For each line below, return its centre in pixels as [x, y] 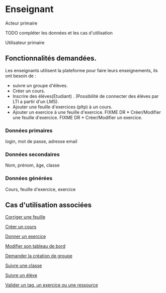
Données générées [29, 178]
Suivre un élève [21, 275]
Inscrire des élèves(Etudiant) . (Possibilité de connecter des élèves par [86, 96]
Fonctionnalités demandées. [51, 58]
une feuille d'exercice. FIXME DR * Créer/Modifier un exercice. [77, 117]
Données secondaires [32, 154]
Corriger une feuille [25, 217]
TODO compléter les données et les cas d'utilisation [59, 33]
